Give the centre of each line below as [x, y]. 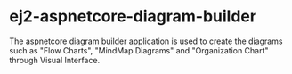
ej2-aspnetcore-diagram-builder [133, 16]
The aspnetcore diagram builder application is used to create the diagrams [146, 41]
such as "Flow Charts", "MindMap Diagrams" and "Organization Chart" [139, 50]
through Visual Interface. [55, 60]
